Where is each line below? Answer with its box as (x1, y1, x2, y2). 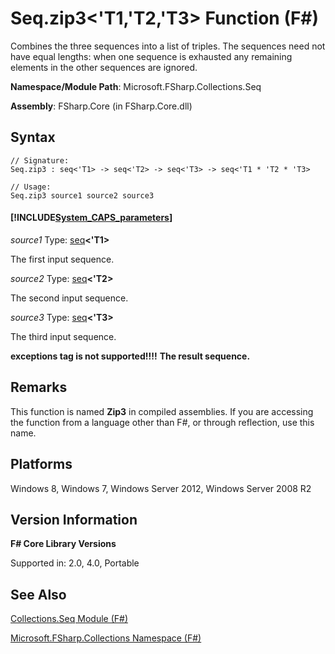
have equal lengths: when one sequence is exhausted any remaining (10, 50, 293, 62)
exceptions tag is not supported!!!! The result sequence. (10, 350, 251, 362)
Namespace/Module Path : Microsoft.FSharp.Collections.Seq (10, 80, 262, 92)
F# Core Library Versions (10, 538, 117, 550)
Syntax (10, 129, 56, 146)
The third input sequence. (10, 330, 117, 342)
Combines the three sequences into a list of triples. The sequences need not (10, 40, 326, 52)
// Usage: (10, 182, 52, 192)
